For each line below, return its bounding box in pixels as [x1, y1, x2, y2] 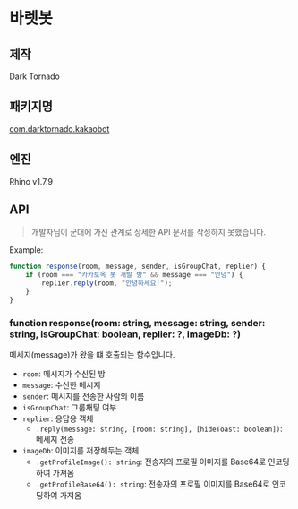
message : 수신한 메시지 [21, 380, 101, 391]
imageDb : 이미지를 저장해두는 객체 [21, 445, 140, 456]
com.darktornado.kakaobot [9, 123, 110, 134]
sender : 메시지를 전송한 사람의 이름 [21, 391, 145, 401]
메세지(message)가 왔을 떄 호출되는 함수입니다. [9, 349, 175, 360]
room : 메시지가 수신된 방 [21, 368, 106, 379]
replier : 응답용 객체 [21, 413, 94, 424]
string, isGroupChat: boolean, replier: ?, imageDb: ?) [9, 328, 242, 341]
